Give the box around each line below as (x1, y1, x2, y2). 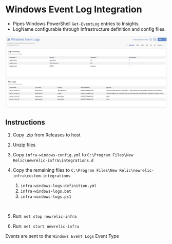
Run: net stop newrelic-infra (12, 213, 77, 219)
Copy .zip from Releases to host (12, 132, 81, 138)
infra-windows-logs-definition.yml (20, 183, 97, 188)
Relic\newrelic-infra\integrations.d (12, 158, 94, 163)
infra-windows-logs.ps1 (20, 194, 72, 199)
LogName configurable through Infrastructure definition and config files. (12, 26, 166, 32)
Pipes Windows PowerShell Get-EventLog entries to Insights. (12, 21, 140, 27)
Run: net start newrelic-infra (12, 223, 80, 229)
